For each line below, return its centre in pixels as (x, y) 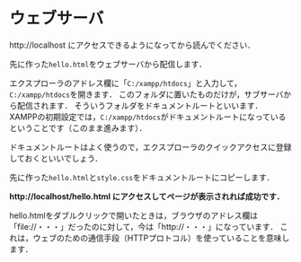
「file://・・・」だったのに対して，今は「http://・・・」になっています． (144, 226)
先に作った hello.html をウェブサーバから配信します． (108, 64)
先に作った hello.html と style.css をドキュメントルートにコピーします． (142, 177)
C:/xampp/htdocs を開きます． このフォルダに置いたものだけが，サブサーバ (146, 94)
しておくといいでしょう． (56, 158)
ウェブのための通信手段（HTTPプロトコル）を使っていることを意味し (161, 238)
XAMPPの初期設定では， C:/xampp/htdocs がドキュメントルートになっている (148, 117)
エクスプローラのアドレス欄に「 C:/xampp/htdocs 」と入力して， (126, 83)
